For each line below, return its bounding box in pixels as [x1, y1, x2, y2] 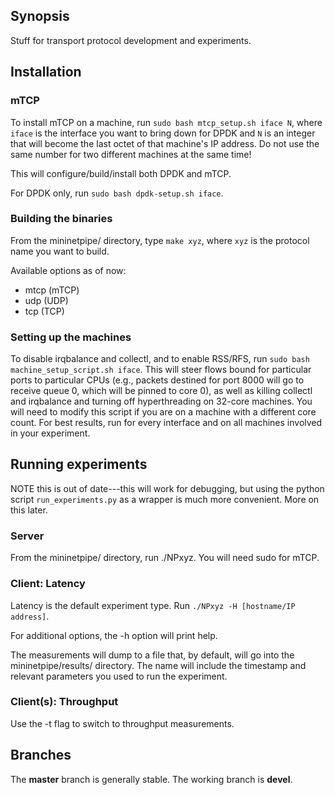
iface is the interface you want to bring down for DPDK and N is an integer [10, 127, 316, 139]
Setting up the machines [10, 330, 132, 344]
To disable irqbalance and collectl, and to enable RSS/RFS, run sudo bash [10, 353, 310, 365]
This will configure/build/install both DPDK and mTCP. [10, 167, 232, 179]
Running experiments [10, 456, 148, 473]
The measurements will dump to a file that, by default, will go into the [10, 649, 295, 661]
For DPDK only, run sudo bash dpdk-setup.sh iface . [10, 187, 224, 199]
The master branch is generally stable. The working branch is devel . [10, 773, 293, 785]
